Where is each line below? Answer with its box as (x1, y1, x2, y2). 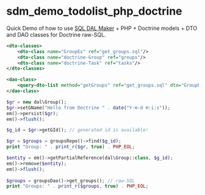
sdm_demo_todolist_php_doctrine (6, 4, 182, 18)
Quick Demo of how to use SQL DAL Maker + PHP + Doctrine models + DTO (6, 24, 197, 32)
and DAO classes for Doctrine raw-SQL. (6, 31, 106, 38)
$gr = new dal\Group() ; (6, 99, 67, 105)
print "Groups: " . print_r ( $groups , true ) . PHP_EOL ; (6, 183, 149, 189)
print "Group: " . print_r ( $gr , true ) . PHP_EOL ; (6, 144, 135, 150)
